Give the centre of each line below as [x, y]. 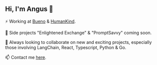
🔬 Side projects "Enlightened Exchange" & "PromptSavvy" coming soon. [78, 32]
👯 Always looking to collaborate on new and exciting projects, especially [78, 42]
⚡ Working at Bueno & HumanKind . [40, 21]
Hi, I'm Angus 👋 [29, 9]
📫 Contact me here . [26, 57]
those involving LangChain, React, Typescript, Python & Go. [66, 47]
